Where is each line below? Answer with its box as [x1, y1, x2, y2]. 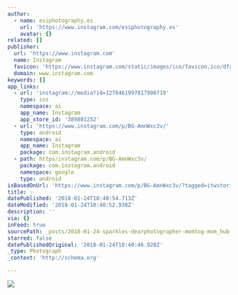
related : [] [7, 37, 42, 44]
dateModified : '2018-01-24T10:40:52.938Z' [7, 201, 135, 209]
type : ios [20, 96, 50, 104]
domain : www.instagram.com [13, 69, 93, 77]
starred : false [7, 235, 52, 242]
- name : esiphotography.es [13, 17, 93, 24]
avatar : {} [20, 30, 52, 38]
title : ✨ [7, 189, 34, 196]
